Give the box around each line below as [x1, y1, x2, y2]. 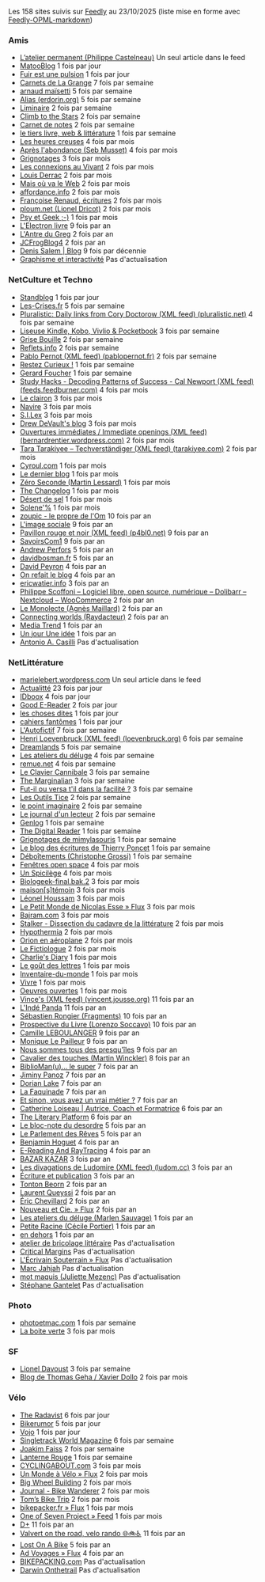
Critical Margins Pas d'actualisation [19, 1246, 135, 1256]
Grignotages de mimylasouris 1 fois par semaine [19, 834, 176, 844]
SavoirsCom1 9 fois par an [19, 536, 105, 545]
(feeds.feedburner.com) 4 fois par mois [19, 385, 149, 394]
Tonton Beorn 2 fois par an [19, 1179, 108, 1189]
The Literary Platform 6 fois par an [19, 1112, 132, 1121]
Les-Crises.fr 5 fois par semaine [19, 301, 125, 310]
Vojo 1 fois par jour [19, 1427, 81, 1436]
